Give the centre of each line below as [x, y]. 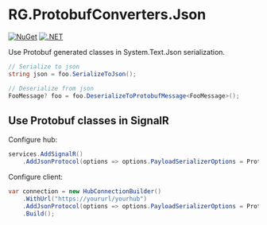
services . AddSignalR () [46, 154]
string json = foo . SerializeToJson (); [72, 74]
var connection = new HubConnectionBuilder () [85, 192]
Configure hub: [33, 140]
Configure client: [36, 177]
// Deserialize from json [51, 88]
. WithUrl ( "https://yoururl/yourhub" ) [85, 199]
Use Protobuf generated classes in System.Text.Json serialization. [116, 52]
